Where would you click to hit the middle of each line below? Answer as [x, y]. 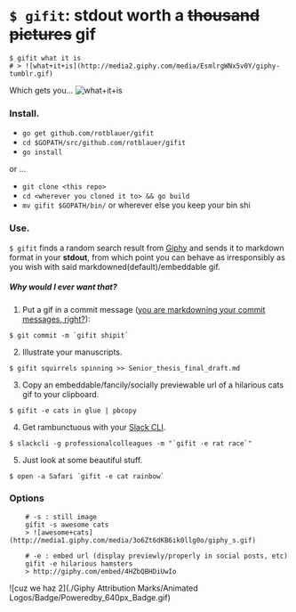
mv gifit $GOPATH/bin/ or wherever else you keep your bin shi [136, 205]
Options [27, 498]
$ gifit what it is [45, 58]
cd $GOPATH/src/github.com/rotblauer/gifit [104, 143]
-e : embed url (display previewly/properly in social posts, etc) [160, 556]
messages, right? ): [56, 319]
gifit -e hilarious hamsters [79, 563]
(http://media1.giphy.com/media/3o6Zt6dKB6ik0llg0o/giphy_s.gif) [132, 540]
